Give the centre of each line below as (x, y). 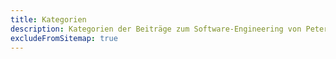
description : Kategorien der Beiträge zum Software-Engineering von (156, 29)
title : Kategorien (48, 19)
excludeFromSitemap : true (64, 38)
